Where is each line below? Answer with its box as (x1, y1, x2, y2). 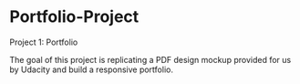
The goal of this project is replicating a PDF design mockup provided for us (9, 54, 292, 65)
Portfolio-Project (9, 6, 140, 27)
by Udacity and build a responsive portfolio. (9, 64, 173, 75)
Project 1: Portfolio (9, 37, 78, 47)
